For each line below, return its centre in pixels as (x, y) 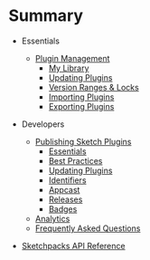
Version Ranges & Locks (94, 87)
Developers (43, 124)
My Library (69, 68)
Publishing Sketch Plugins (83, 141)
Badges (63, 208)
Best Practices (75, 160)
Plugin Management (72, 58)
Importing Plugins (81, 97)
